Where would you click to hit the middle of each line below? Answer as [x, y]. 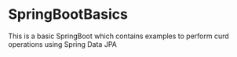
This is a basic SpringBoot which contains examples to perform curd [118, 36]
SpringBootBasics [68, 14]
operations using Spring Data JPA [63, 44]
